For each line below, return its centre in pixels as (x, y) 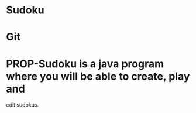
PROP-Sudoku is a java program (85, 64)
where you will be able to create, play (98, 76)
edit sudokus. (23, 105)
